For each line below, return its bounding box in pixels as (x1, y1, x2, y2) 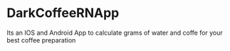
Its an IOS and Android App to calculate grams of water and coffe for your (6, 28, 224, 37)
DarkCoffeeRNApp (6, 5, 120, 21)
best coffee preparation (6, 35, 76, 44)
